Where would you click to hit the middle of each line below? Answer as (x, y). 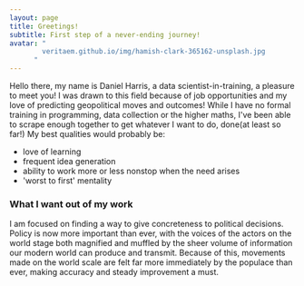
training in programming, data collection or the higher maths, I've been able (150, 115)
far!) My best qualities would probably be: (88, 134)
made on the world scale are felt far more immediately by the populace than (151, 262)
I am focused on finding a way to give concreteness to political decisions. (147, 224)
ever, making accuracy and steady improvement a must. (114, 272)
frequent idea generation (69, 161)
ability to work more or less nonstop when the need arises (131, 171)
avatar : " (28, 43)
